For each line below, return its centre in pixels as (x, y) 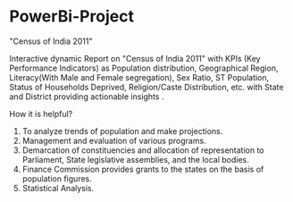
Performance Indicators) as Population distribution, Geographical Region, (144, 68)
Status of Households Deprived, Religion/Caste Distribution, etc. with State (146, 87)
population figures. (57, 178)
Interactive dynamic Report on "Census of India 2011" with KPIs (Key (135, 58)
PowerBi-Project (71, 17)
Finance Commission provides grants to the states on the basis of (143, 169)
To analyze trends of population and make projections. (122, 130)
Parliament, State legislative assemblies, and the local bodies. (136, 159)
